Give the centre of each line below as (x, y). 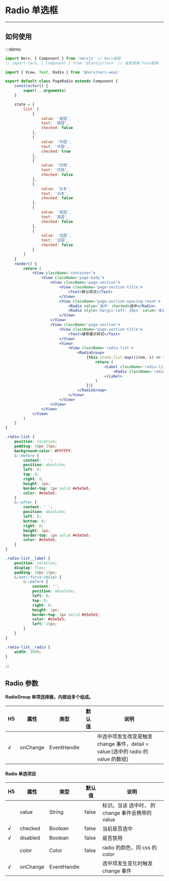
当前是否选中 (117, 829)
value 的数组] (113, 759)
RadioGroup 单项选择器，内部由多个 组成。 (49, 697)
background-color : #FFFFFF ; (44, 451)
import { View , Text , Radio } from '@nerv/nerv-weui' (63, 72)
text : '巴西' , (55, 170)
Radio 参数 (22, 683)
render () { (26, 264)
